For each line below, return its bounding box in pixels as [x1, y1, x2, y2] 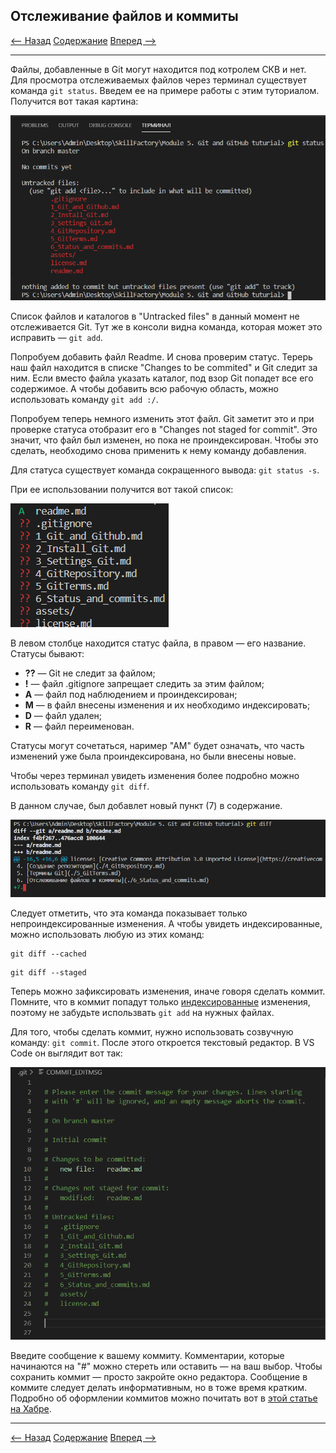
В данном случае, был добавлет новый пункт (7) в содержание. [10, 799, 283, 811]
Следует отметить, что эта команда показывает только [10, 907, 248, 919]
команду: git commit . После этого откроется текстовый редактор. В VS [10, 1036, 315, 1048]
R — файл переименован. [24, 720, 135, 732]
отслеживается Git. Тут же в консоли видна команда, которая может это [10, 320, 323, 333]
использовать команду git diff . [10, 780, 150, 792]
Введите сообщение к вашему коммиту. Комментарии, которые [10, 1349, 285, 1361]
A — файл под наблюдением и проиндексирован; [24, 688, 238, 700]
